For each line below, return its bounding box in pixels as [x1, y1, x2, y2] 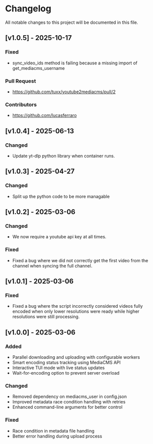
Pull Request [5, 77, 36, 84]
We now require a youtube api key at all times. [12, 234, 106, 240]
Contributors [5, 101, 37, 108]
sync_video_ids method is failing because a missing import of [12, 60, 138, 66]
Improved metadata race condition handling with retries [12, 399, 126, 405]
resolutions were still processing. [12, 314, 80, 320]
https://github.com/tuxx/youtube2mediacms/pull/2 [12, 89, 116, 95]
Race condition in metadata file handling [12, 428, 95, 434]
